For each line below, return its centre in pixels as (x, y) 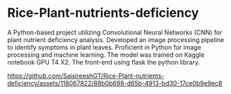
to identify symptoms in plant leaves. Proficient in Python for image (104, 47)
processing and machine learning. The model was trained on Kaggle (106, 55)
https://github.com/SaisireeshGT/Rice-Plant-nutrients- (86, 76)
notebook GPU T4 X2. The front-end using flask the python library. (104, 62)
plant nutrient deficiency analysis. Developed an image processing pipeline (116, 39)
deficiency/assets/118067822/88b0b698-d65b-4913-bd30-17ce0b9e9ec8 (115, 83)
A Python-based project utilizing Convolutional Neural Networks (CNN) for (115, 32)
